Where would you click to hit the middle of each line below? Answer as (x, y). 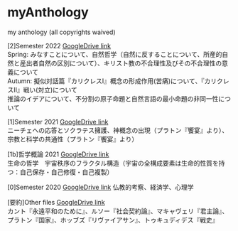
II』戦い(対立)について (45, 90)
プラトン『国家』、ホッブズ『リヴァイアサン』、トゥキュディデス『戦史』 (113, 220)
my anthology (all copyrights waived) (61, 32)
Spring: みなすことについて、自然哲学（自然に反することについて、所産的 (115, 54)
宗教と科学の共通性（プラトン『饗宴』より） (73, 139)
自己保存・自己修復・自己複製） (66, 172)
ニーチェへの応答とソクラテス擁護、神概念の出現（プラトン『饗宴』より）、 (118, 130)
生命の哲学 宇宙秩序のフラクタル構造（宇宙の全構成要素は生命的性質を (113, 163)
